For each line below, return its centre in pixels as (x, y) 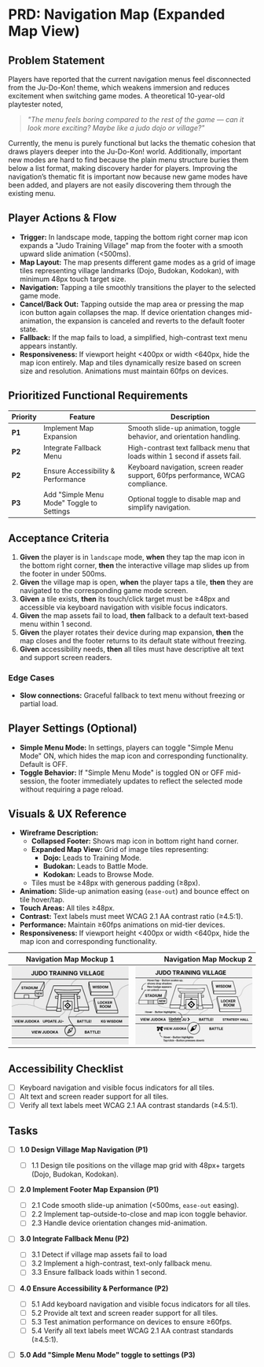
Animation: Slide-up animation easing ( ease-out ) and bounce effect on (134, 891)
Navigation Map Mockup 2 (208, 959)
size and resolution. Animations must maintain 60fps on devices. (124, 371)
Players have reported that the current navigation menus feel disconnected (130, 79)
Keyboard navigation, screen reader (185, 467)
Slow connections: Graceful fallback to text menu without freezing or (132, 695)
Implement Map (68, 428)
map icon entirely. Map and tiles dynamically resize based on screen (130, 362)
